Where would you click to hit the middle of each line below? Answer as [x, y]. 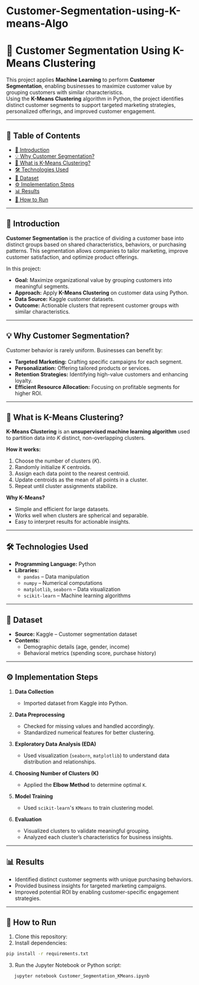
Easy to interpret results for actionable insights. [72, 522]
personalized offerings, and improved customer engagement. [81, 112]
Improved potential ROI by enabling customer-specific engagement [97, 892]
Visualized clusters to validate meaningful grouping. [87, 831]
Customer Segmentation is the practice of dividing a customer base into [95, 238]
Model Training [34, 796]
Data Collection [34, 691]
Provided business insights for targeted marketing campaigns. [91, 885]
